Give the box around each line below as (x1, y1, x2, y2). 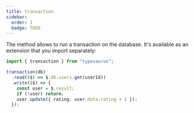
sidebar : (6, 14, 28, 20)
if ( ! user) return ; (16, 91, 64, 97)
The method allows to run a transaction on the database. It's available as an (6, 41, 189, 48)
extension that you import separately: (6, 47, 97, 54)
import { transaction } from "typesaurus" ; (6, 59, 114, 64)
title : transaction (6, 8, 54, 15)
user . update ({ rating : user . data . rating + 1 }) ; (16, 96, 138, 102)
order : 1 (11, 19, 33, 25)
